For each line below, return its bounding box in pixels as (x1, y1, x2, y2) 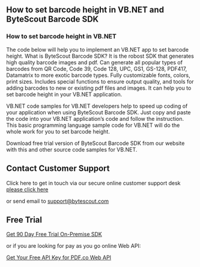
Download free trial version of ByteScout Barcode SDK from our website (6, 140, 185, 147)
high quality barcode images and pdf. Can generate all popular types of (6, 58, 183, 66)
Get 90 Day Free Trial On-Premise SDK (6, 231, 102, 238)
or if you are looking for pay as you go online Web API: (6, 242, 141, 250)
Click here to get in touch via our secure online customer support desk (6, 179, 181, 186)
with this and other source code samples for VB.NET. (6, 146, 138, 153)
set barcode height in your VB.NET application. (6, 90, 123, 98)
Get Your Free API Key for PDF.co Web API (6, 254, 112, 261)
